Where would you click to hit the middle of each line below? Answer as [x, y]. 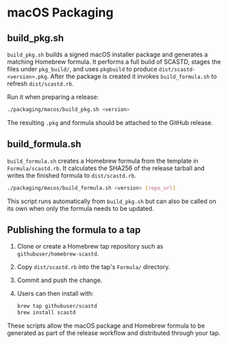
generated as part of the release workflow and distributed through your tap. [114, 333]
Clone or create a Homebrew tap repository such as [90, 246]
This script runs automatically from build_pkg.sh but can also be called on [112, 201]
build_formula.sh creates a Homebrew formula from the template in [103, 161]
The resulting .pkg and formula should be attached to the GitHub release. [110, 122]
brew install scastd [46, 313]
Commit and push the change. [60, 280]
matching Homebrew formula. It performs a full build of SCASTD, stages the [114, 62]
